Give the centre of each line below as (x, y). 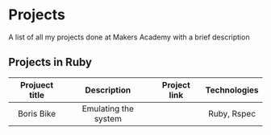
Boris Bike (37, 113)
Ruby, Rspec (232, 113)
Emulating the (108, 108)
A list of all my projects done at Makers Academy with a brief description (129, 37)
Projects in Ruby (50, 62)
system (108, 118)
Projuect (37, 84)
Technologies (232, 90)
